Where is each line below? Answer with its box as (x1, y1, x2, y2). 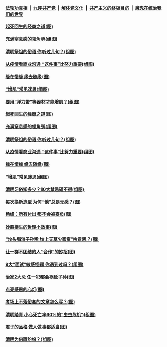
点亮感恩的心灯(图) (5, 286, 45, 292)
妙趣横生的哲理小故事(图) (5, 224, 58, 230)
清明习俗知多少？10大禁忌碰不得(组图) (5, 186, 85, 192)
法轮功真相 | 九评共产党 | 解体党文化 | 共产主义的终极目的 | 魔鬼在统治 (5, 5, 157, 11)
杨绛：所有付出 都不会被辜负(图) (5, 211, 72, 218)
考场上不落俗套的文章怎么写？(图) (5, 299, 75, 305)
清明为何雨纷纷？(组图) (5, 336, 53, 342)
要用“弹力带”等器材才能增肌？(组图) (5, 99, 80, 105)
